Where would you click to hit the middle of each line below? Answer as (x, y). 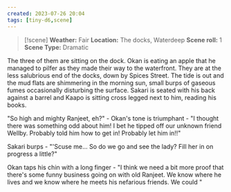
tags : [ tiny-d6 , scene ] (40, 20)
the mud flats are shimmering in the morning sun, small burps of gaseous (111, 82)
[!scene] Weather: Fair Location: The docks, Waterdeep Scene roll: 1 (123, 40)
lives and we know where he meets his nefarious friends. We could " (105, 182)
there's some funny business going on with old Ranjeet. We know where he (114, 175)
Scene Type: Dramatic (56, 47)
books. (17, 105)
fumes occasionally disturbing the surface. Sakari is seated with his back (111, 90)
